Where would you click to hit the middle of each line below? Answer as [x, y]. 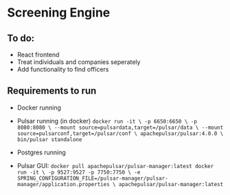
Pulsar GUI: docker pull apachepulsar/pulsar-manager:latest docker [115, 165]
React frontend [38, 54]
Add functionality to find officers [63, 69]
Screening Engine [59, 13]
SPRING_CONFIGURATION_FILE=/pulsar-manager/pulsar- [92, 178]
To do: [21, 38]
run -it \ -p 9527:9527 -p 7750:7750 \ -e [79, 172]
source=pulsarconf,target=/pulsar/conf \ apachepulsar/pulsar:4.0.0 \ [120, 133]
